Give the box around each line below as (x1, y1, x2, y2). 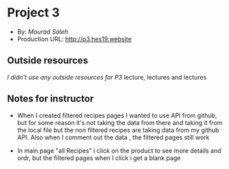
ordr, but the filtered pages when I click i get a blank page (17, 153, 181, 162)
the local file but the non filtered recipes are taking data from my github (17, 126, 219, 134)
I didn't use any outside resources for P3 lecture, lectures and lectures (7, 73, 207, 81)
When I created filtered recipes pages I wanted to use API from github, (17, 111, 217, 120)
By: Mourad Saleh (17, 27, 69, 36)
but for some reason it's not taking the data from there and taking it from (17, 118, 223, 126)
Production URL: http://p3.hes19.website (17, 34, 132, 43)
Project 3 (7, 5, 60, 21)
